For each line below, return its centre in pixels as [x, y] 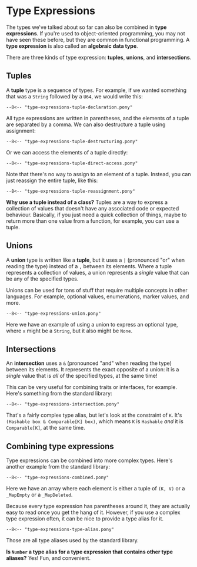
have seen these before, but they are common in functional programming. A [98, 39]
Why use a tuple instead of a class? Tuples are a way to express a [87, 202]
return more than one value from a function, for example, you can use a [93, 221]
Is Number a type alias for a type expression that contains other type [90, 552]
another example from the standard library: [58, 467]
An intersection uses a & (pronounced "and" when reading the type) [89, 363]
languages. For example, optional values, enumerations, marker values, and [98, 296]
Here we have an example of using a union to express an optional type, [92, 324]
